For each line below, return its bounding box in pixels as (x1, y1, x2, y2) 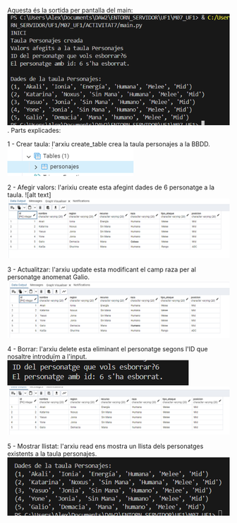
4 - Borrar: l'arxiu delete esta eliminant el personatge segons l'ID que (7, 344, 208, 353)
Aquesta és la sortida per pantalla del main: (7, 6, 133, 14)
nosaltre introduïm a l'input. (7, 352, 87, 360)
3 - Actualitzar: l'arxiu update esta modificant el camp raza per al (7, 265, 196, 274)
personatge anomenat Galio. (7, 273, 90, 281)
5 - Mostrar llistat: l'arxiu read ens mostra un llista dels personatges (7, 442, 204, 451)
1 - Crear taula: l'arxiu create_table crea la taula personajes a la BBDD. (7, 139, 210, 148)
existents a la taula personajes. (7, 449, 97, 458)
